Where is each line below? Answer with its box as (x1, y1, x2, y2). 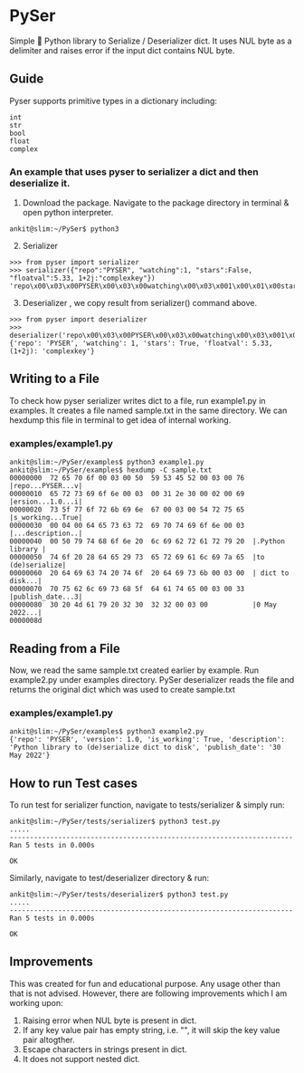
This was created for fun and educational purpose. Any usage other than (9, 978, 280, 989)
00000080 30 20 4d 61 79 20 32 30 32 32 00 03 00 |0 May (9, 600, 278, 609)
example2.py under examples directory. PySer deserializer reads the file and (9, 674, 295, 685)
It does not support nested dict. (22, 1053, 140, 1064)
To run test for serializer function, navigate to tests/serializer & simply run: (9, 800, 285, 810)
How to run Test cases (9, 775, 138, 790)
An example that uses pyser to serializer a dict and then (9, 165, 260, 177)
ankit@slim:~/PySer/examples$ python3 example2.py (9, 727, 204, 736)
